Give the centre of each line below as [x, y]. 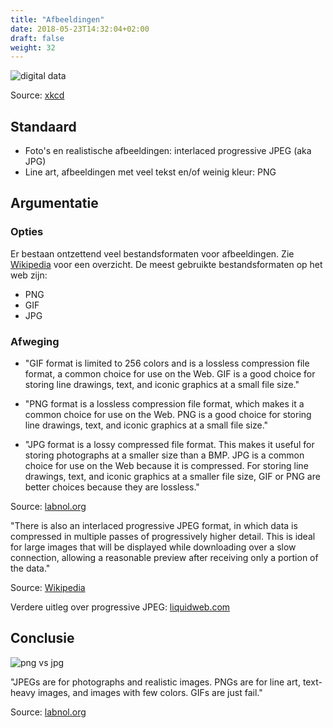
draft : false [37, 38]
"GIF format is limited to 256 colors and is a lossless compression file [167, 363]
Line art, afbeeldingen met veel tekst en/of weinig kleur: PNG [150, 172]
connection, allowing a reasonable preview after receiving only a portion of [164, 558]
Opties [27, 232]
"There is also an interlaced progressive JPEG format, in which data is [154, 526]
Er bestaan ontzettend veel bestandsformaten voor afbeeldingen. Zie [152, 253]
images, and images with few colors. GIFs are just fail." [150, 692]
